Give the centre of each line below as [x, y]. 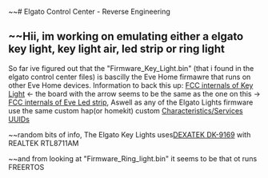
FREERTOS [26, 167]
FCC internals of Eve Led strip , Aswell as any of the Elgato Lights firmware [131, 102]
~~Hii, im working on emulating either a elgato [126, 36]
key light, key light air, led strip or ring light [117, 49]
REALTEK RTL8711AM [44, 143]
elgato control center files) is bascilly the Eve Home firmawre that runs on [130, 77]
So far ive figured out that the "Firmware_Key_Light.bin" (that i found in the [131, 68]
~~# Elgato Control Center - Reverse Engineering [89, 12]
